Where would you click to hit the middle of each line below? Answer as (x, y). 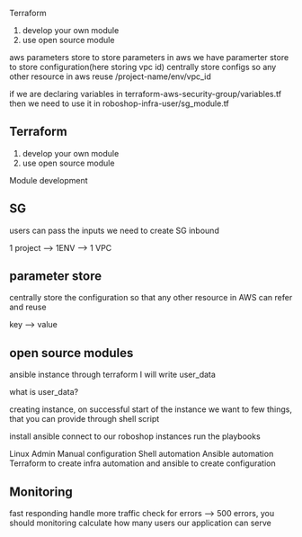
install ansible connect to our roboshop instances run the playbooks (135, 436)
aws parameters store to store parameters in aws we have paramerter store (149, 57)
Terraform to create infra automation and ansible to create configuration (142, 463)
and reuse (28, 307)
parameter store (55, 277)
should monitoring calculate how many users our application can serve (140, 523)
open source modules (71, 353)
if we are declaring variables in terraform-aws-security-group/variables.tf (145, 94)
